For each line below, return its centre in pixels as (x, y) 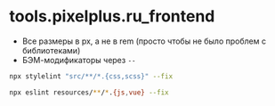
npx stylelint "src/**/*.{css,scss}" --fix (91, 76)
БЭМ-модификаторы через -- (79, 60)
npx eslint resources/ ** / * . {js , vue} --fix (89, 92)
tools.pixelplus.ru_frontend (112, 16)
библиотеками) (51, 50)
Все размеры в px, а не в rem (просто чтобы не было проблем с (144, 41)
